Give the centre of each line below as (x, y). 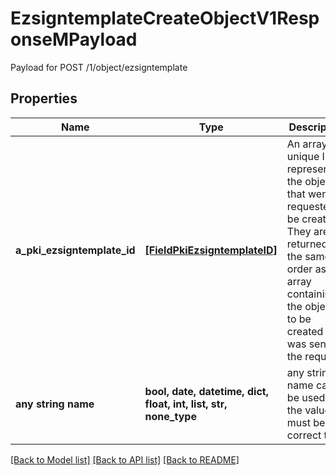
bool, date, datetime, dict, (206, 391)
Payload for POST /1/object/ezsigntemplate (99, 67)
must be (306, 422)
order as (306, 269)
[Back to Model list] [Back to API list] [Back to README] (125, 459)
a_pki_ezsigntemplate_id (75, 250)
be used (306, 397)
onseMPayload (74, 39)
